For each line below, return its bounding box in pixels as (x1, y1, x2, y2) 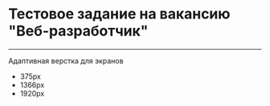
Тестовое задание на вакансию (8, 5, 231, 23)
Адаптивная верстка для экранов (8, 55, 124, 65)
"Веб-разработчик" (8, 22, 149, 40)
